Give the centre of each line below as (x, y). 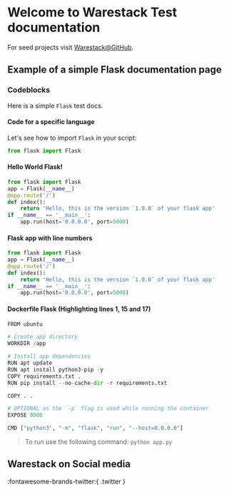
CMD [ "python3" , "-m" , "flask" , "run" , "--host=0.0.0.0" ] (95, 429)
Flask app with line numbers (50, 238)
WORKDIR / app (27, 344)
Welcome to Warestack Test (92, 12)
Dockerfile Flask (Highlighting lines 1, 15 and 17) (79, 309)
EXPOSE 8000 (25, 415)
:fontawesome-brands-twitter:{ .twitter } (67, 481)
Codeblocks (29, 90)
